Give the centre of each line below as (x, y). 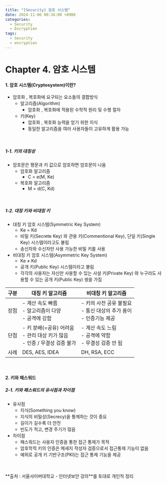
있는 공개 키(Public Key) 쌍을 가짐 (69, 280)
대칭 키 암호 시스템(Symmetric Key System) (57, 225)
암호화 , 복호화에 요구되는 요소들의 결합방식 (55, 97)
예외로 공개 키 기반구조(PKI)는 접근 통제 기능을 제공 (71, 455)
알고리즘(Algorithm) (40, 103)
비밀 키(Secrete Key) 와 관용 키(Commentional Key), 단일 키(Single (88, 236)
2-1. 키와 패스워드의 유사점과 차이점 (40, 390)
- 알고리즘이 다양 (41, 311)
